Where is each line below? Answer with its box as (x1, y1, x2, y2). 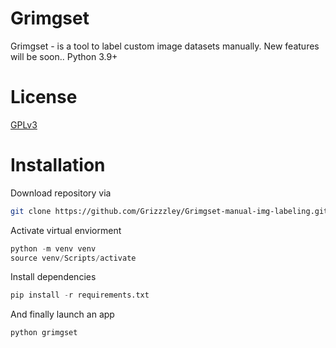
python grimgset (10, 328, 78, 338)
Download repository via (10, 187, 112, 199)
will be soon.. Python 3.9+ (10, 50, 118, 62)
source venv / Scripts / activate (10, 253, 137, 263)
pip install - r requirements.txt (10, 290, 150, 301)
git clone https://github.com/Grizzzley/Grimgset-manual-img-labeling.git (10, 206, 329, 216)
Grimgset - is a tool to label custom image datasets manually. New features (10, 40, 320, 52)
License (10, 86, 78, 109)
